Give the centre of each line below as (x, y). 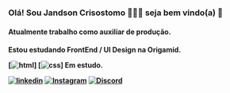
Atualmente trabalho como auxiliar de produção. (90, 32)
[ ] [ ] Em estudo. (56, 65)
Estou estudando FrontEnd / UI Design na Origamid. (95, 50)
